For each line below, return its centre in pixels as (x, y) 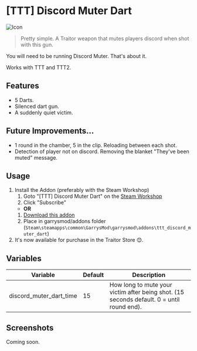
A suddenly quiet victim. (44, 112)
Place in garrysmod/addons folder (65, 221)
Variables (24, 259)
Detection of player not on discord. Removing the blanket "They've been (102, 151)
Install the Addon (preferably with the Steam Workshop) (82, 190)
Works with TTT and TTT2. (39, 67)
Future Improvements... (50, 131)
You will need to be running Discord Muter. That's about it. (77, 56)
